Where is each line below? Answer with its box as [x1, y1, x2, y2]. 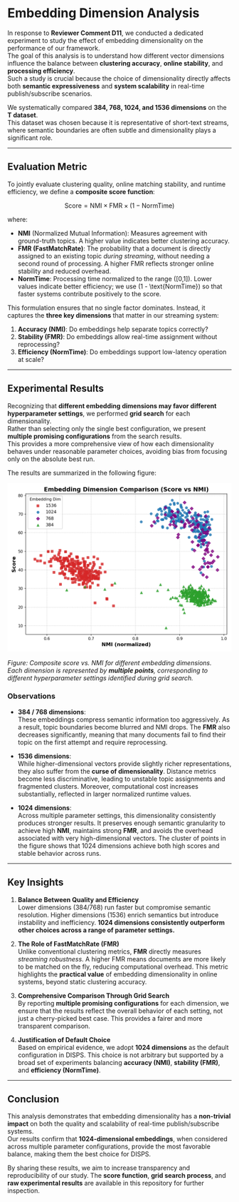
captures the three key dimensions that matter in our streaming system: [7, 310, 219, 319]
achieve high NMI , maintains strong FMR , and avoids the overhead [17, 826, 213, 834]
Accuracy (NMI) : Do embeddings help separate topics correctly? [17, 325, 208, 333]
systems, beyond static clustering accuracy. [17, 977, 147, 986]
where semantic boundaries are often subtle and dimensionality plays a [7, 126, 217, 134]
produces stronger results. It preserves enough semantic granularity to [17, 819, 225, 827]
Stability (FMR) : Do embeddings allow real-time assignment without [17, 332, 218, 340]
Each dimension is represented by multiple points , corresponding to [7, 666, 208, 675]
